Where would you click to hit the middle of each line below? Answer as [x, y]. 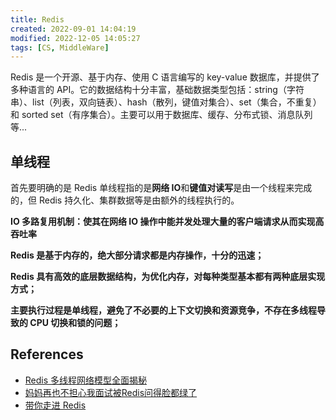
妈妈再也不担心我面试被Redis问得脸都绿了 [111, 392]
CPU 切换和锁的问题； [75, 323]
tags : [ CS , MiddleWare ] [60, 47]
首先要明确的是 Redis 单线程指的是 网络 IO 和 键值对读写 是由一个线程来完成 [161, 188]
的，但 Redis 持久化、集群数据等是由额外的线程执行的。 [125, 200]
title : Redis [37, 19]
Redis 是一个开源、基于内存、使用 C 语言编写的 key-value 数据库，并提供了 [165, 77]
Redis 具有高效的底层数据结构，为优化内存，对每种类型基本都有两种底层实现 [168, 277]
